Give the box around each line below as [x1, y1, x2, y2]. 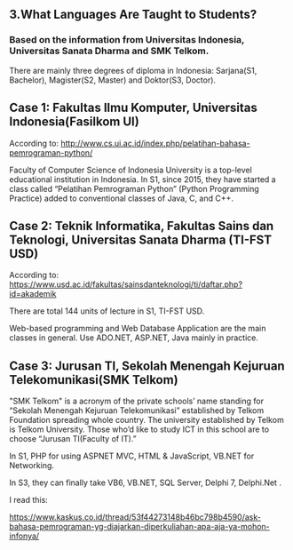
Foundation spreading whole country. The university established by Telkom [9, 415, 284, 426]
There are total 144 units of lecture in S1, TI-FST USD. [9, 306, 205, 316]
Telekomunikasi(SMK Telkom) [9, 372, 179, 387]
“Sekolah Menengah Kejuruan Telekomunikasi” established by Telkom [9, 405, 265, 416]
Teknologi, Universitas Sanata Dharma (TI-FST [9, 232, 273, 247]
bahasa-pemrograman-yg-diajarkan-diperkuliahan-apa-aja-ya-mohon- [9, 522, 271, 532]
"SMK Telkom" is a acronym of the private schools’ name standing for [9, 395, 265, 407]
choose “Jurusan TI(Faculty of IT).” [9, 434, 137, 444]
